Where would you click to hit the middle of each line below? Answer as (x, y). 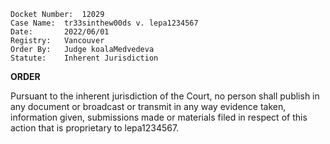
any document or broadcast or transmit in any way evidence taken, (148, 106)
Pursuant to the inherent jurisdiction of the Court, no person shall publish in (165, 96)
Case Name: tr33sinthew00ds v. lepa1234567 (104, 23)
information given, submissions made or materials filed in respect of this (159, 117)
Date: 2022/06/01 (60, 32)
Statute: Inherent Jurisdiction (84, 58)
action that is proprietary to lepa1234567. (95, 128)
